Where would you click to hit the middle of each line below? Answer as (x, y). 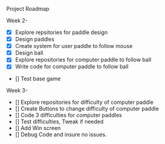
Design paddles (35, 39)
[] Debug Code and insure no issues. (61, 135)
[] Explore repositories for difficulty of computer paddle (84, 102)
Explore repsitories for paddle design (61, 32)
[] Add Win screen (38, 128)
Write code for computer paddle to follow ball (72, 67)
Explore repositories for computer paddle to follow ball (83, 60)
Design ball (29, 53)
